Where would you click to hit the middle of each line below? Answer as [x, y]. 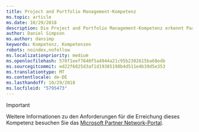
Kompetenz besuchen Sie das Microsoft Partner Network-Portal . [85, 123]
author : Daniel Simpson [36, 34]
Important [18, 105]
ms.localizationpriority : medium [47, 55]
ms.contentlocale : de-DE [37, 77]
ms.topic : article [29, 17]
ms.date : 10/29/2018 [32, 22]
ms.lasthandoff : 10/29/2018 [41, 83]
